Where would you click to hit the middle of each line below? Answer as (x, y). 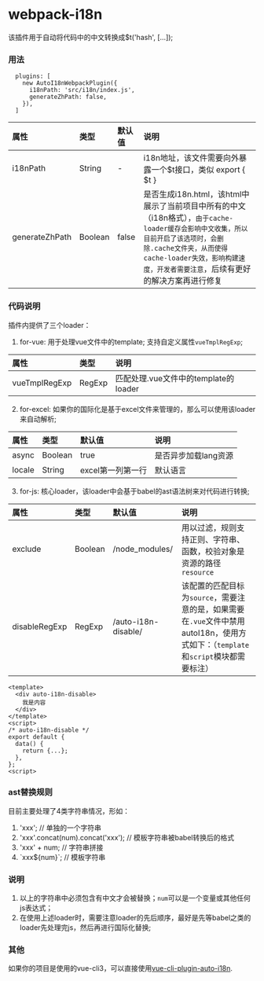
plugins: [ (33, 76)
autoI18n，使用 (210, 633)
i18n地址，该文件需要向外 (191, 158)
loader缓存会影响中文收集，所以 (196, 229)
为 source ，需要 (210, 597)
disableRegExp (40, 626)
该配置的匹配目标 (213, 586)
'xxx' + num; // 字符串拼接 (61, 847)
